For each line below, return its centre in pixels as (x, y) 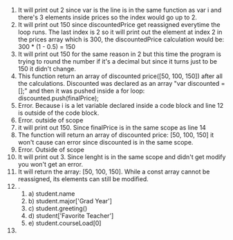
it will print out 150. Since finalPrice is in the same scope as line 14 (112, 128)
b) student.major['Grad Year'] (70, 201)
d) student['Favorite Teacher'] (71, 216)
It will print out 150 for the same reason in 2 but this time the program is (120, 54)
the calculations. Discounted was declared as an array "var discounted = (121, 83)
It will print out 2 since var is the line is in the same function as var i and (120, 10)
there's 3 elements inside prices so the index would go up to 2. (108, 17)
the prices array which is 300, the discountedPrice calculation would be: (121, 39)
